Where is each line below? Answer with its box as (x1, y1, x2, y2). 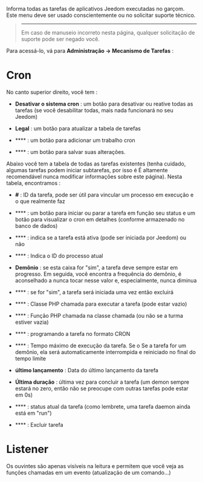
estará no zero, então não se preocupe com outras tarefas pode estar (14, 384, 189, 392)
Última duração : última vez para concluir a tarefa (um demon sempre (14, 378, 190, 386)
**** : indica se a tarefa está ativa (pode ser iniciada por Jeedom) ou (14, 233, 187, 241)
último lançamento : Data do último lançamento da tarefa (14, 366, 159, 373)
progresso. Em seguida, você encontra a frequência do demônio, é (14, 270, 182, 278)
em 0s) (14, 391, 33, 398)
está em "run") (14, 409, 53, 417)
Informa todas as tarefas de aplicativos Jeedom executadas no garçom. (6, 5, 185, 12)
